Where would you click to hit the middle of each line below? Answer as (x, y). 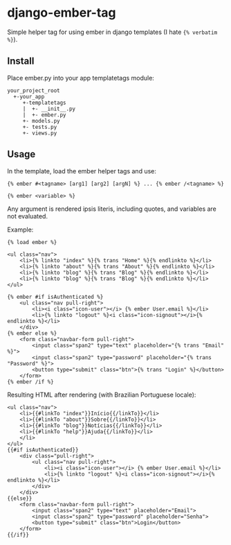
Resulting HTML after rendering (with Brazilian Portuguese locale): (102, 395)
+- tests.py (40, 127)
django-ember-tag (62, 13)
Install (21, 61)
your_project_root (34, 90)
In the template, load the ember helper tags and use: (82, 171)
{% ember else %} (32, 333)
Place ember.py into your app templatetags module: (81, 78)
